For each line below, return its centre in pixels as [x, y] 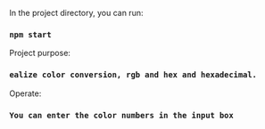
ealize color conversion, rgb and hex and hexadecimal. [133, 75]
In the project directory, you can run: [76, 13]
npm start [30, 34]
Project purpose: [40, 53]
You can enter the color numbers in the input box [121, 115]
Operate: [25, 93]
